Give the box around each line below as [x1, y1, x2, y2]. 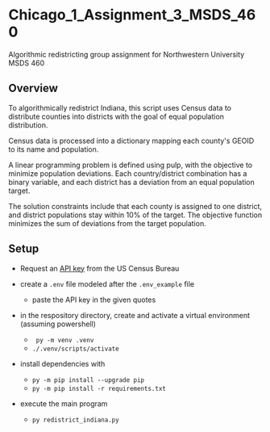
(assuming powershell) [19, 319, 97, 329]
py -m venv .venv [35, 336, 94, 344]
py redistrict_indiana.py [31, 416, 119, 424]
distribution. [8, 120, 48, 130]
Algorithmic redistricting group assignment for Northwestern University [8, 49, 245, 59]
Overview [8, 82, 59, 95]
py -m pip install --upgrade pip [31, 375, 145, 384]
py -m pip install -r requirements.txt [31, 384, 167, 392]
